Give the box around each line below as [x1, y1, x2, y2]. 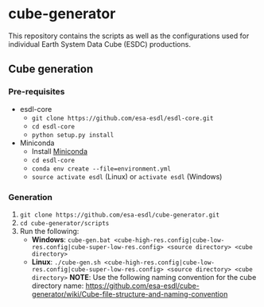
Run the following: [19, 226, 80, 236]
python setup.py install [31, 131, 115, 139]
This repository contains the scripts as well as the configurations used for [8, 31, 250, 40]
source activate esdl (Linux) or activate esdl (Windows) [31, 171, 223, 181]
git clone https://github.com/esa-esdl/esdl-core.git [31, 114, 214, 122]
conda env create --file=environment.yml [31, 164, 171, 173]
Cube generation [8, 63, 94, 76]
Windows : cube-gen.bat [31, 235, 111, 244]
